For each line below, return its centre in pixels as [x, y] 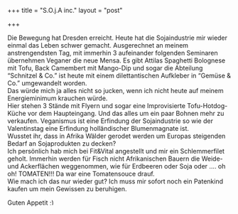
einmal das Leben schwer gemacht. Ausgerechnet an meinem [98, 45]
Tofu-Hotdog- [207, 106]
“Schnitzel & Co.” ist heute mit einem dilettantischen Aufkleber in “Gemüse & [119, 75]
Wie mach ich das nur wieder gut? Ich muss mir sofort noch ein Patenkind [115, 181]
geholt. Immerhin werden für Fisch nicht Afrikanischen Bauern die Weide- [115, 159]
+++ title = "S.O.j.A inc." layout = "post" [65, 10]
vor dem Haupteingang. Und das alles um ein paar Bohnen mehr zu [126, 113]
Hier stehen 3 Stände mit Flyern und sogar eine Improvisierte [97, 106]
